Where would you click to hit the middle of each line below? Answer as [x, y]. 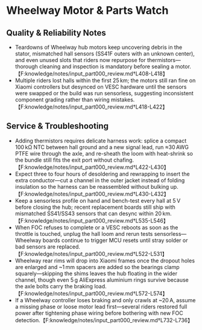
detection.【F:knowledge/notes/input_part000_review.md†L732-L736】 [104, 320]
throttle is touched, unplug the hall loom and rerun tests [84, 233]
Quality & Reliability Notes [56, 33]
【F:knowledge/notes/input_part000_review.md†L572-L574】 [91, 293]
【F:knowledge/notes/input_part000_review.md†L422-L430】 [92, 167]
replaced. [68, 246]
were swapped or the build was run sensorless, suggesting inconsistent [104, 93]
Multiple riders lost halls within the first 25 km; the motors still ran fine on [105, 80]
